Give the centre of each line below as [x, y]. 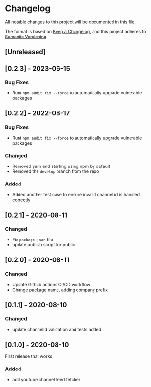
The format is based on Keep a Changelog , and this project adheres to [75, 31]
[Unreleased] [26, 52]
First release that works [29, 356]
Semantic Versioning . [26, 37]
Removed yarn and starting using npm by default [61, 166]
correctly [21, 200]
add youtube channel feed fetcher [46, 380]
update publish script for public [44, 244]
